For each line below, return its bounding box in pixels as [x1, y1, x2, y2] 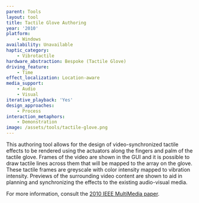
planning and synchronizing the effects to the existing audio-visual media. [6, 179, 188, 186]
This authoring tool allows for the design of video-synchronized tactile [6, 141, 179, 148]
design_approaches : [6, 102, 55, 109]
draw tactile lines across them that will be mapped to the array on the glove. [6, 160, 192, 167]
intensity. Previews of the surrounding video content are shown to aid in [6, 173, 183, 179]
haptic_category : [6, 47, 49, 53]
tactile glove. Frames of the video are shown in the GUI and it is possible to [6, 154, 190, 160]
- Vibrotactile [17, 53, 55, 59]
